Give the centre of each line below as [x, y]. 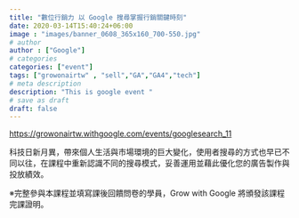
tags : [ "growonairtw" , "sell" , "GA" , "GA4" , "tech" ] [105, 76]
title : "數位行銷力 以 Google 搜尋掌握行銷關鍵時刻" [98, 17]
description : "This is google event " [81, 92]
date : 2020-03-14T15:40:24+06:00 [71, 26]
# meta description [45, 84]
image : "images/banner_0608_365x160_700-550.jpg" [105, 34]
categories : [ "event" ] [51, 68]
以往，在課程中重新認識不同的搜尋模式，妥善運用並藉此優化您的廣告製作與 [153, 163]
